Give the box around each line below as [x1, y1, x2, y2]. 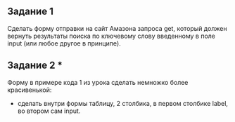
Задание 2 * [7, 60, 63, 72]
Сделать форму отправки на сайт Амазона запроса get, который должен [7, 24, 227, 32]
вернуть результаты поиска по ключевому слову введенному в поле [7, 32, 216, 40]
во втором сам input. [17, 107, 81, 115]
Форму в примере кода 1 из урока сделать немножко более [7, 78, 189, 86]
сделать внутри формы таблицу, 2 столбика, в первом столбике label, [17, 99, 229, 107]
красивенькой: [7, 86, 52, 94]
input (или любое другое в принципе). [7, 39, 121, 48]
